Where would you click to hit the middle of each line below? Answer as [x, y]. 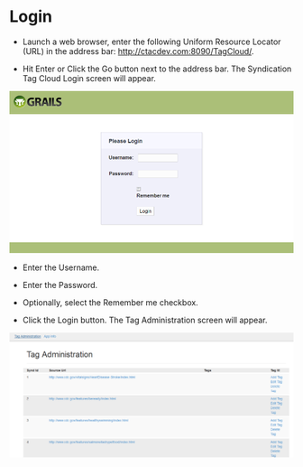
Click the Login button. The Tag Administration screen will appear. [145, 320]
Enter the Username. [61, 267]
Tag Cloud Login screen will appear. [89, 78]
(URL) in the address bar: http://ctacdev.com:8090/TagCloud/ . [138, 51]
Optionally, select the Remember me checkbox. [110, 302]
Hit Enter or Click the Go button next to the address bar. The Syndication [157, 69]
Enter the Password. [60, 285]
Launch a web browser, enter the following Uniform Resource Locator [151, 42]
